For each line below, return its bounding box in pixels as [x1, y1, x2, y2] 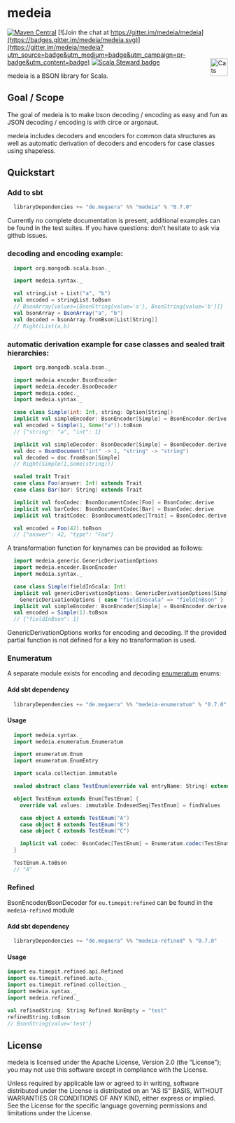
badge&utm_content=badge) [7, 58, 90, 66]
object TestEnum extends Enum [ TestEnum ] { [13, 795, 139, 802]
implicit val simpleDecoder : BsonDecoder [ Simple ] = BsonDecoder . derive [13, 441, 227, 448]
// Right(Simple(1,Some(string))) [13, 461, 114, 468]
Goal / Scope [7, 92, 64, 104]
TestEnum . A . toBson [13, 859, 68, 867]
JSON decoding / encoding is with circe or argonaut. [7, 118, 159, 126]
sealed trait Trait [13, 473, 71, 480]
